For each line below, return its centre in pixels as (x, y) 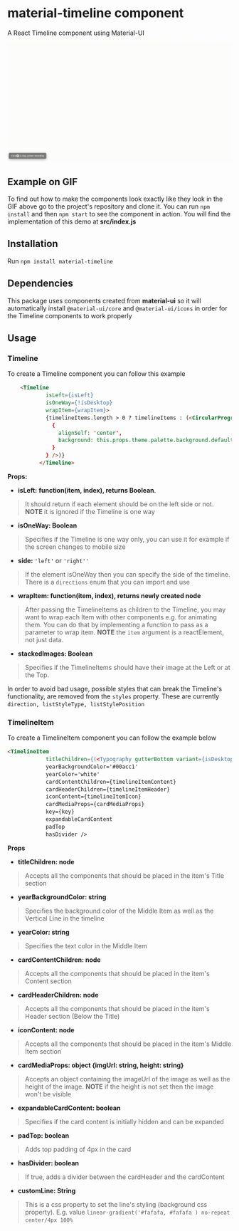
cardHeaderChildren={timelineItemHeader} (108, 789)
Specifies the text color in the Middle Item (86, 945)
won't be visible (48, 1094)
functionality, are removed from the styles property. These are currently (113, 696)
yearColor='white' (73, 774)
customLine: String (47, 1190)
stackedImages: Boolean (55, 654)
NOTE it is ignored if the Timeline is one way (90, 511)
